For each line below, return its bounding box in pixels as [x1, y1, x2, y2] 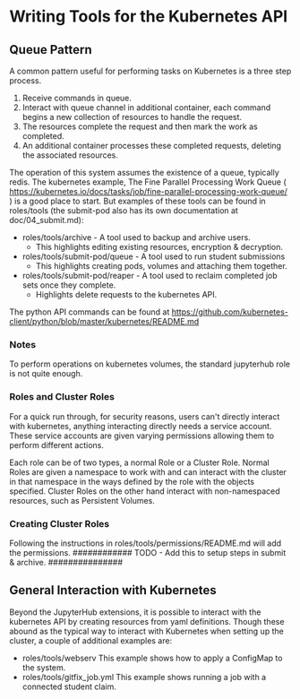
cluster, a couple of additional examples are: [9, 634, 173, 646]
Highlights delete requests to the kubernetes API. [35, 289, 218, 299]
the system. [21, 661, 66, 673]
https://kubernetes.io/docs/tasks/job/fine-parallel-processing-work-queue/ [9, 186, 288, 196]
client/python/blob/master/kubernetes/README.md [9, 316, 200, 326]
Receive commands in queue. [21, 92, 133, 103]
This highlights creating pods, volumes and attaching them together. [35, 261, 288, 271]
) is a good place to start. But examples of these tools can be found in [9, 195, 266, 206]
